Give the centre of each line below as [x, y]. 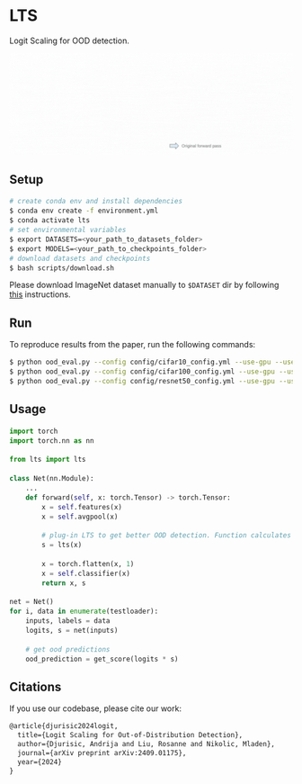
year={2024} [40, 762]
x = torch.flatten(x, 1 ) [88, 563]
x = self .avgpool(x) [80, 517]
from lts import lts [48, 460]
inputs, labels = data [68, 621]
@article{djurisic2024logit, [64, 726]
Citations [36, 686]
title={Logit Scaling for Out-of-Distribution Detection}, [130, 735]
